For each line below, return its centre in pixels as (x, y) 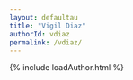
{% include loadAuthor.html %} (66, 68)
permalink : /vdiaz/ (46, 42)
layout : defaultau (44, 17)
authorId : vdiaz (40, 34)
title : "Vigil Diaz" (48, 26)
